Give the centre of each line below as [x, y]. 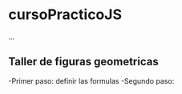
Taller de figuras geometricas [83, 62]
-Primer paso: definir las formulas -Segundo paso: [91, 80]
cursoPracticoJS [65, 15]
